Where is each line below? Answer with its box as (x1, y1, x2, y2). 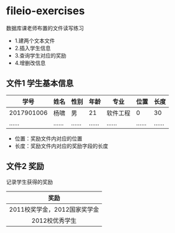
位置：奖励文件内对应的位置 (14, 135, 83, 142)
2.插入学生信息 (14, 44, 51, 52)
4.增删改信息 (14, 59, 46, 66)
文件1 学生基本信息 (6, 78, 74, 88)
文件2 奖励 (6, 161, 44, 171)
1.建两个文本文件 (14, 37, 55, 44)
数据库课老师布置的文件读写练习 (6, 24, 84, 31)
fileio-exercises (6, 4, 85, 18)
